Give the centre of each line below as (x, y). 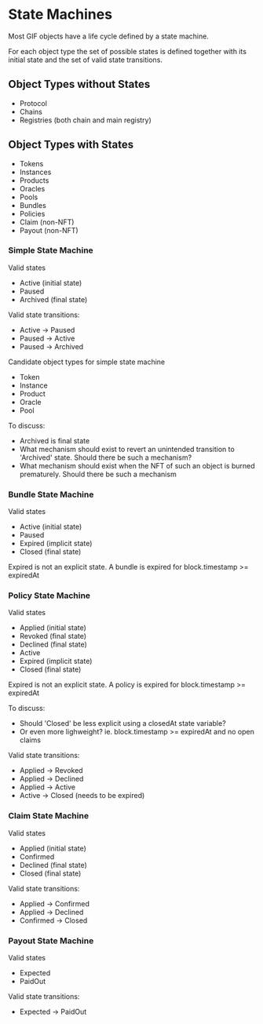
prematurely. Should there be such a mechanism (98, 474)
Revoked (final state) (53, 636)
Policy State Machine (49, 596)
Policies (32, 213)
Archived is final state (55, 440)
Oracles (32, 188)
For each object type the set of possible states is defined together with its (128, 51)
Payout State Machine (51, 941)
